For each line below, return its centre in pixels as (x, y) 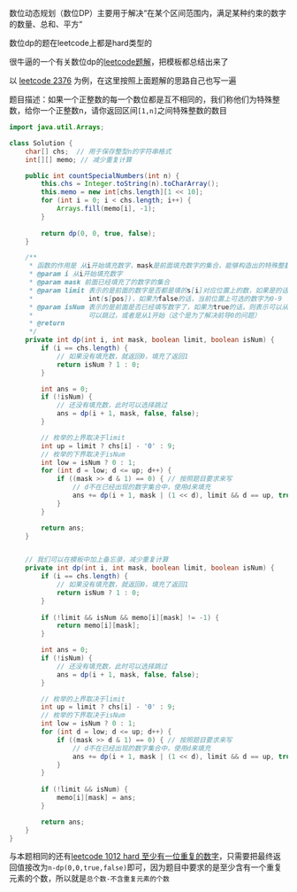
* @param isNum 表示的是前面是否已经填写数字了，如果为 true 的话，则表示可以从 (159, 307)
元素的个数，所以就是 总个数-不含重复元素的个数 (89, 879)
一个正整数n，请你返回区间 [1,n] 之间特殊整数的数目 (133, 110)
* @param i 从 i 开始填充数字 (76, 274)
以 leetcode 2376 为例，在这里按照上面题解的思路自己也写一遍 (123, 81)
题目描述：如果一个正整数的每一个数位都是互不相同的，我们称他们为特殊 (141, 99)
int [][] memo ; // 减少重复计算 (79, 159)
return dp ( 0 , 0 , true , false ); (99, 233)
